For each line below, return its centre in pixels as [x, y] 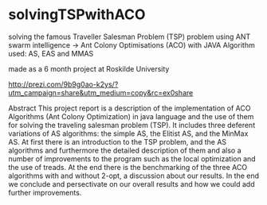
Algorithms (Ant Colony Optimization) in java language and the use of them [131, 116]
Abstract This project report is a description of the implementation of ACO [130, 108]
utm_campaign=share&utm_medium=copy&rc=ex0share [101, 92]
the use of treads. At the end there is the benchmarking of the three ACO [128, 167]
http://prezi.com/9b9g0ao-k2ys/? [63, 84]
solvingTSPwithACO [77, 15]
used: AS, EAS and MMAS [51, 53]
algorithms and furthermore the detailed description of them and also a [125, 150]
